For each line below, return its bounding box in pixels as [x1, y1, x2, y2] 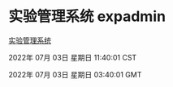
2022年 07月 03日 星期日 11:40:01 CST [8, 52, 137, 62]
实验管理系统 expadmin [8, 7, 167, 26]
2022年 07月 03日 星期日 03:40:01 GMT [8, 69, 142, 79]
